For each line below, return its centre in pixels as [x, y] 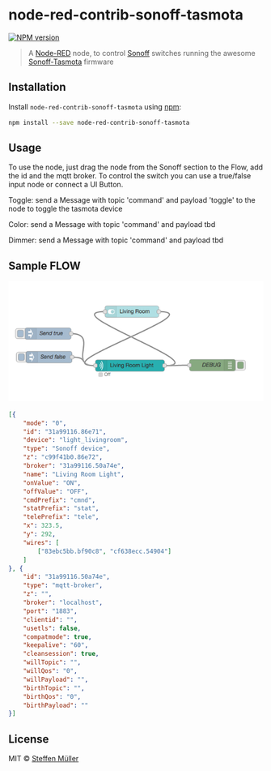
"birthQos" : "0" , [52, 696]
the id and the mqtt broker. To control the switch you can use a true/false [130, 176]
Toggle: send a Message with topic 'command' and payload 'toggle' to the [132, 200]
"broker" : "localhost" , [63, 603]
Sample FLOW [44, 266]
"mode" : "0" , [45, 423]
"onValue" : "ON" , [52, 483]
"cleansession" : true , [61, 654]
